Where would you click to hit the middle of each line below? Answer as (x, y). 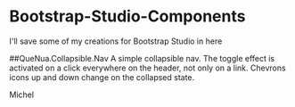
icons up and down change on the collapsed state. (102, 77)
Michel (21, 95)
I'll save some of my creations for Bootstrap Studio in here (116, 41)
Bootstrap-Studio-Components (127, 16)
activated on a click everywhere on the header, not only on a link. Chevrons (148, 68)
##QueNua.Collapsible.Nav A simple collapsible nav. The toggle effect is (142, 58)
